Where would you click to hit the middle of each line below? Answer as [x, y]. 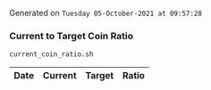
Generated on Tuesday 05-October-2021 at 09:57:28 [106, 13]
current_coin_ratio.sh [51, 54]
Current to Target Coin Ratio [72, 36]
